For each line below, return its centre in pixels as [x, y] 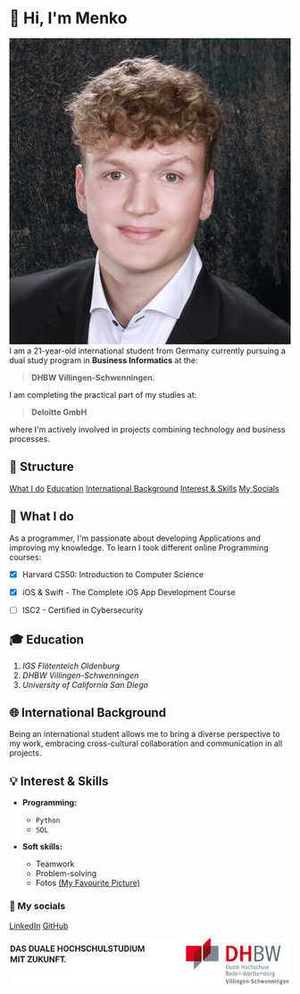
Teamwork [55, 864]
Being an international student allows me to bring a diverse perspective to [145, 734]
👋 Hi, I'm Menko [68, 18]
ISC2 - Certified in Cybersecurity [83, 609]
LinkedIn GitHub [39, 925]
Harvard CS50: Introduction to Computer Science [112, 574]
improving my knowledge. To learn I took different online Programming [139, 547]
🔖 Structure [42, 467]
